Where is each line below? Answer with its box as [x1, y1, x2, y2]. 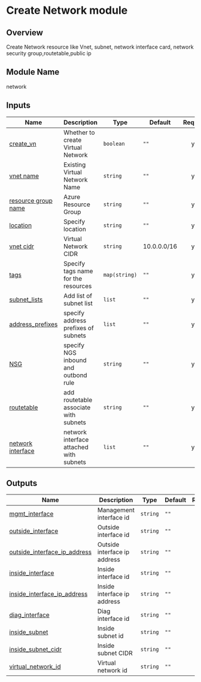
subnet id [97, 632, 124, 640]
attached [63, 443, 89, 451]
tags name [63, 267, 93, 275]
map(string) [103, 271, 138, 278]
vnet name [9, 171, 39, 180]
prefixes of [63, 324, 94, 332]
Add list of [63, 291, 93, 300]
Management [97, 506, 135, 514]
